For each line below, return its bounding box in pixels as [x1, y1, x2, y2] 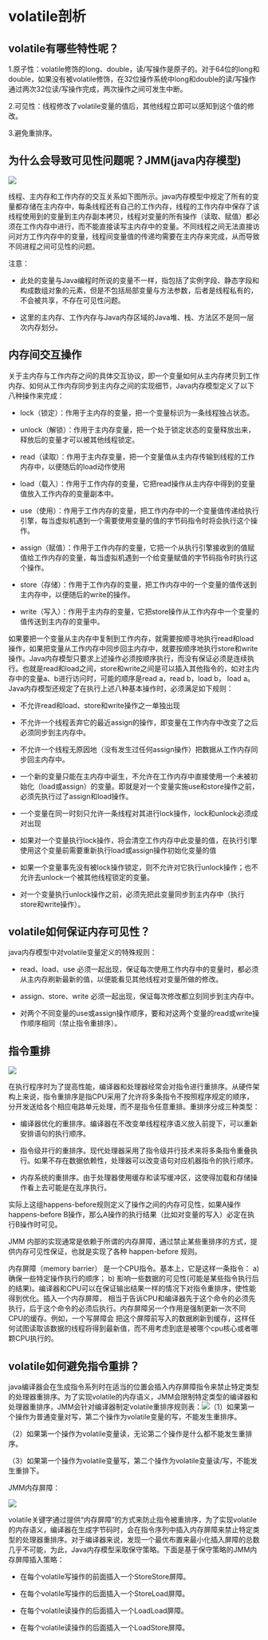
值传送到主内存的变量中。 [19, 616, 104, 626]
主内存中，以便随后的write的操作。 [19, 589, 135, 599]
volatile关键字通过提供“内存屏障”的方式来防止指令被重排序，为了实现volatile [8, 1515, 257, 1525]
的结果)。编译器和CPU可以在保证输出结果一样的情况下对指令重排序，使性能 [8, 1284, 257, 1293]
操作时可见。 [19, 1220, 62, 1229]
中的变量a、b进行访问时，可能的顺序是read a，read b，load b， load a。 [14, 673, 255, 683]
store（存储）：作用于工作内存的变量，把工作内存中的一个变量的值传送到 [19, 579, 258, 589]
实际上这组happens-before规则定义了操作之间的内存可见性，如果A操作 [8, 1200, 242, 1209]
